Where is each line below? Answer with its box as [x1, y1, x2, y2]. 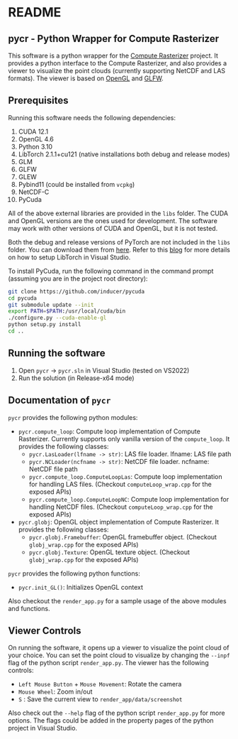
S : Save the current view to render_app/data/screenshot [18, 695, 183, 703]
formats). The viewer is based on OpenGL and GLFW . [8, 74, 164, 82]
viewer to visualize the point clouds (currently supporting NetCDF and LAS [8, 67, 226, 75]
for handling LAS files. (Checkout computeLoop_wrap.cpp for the [28, 480, 212, 488]
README [8, 4, 62, 21]
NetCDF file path [28, 465, 78, 473]
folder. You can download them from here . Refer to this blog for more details [8, 245, 231, 254]
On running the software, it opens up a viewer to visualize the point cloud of [8, 644, 229, 652]
